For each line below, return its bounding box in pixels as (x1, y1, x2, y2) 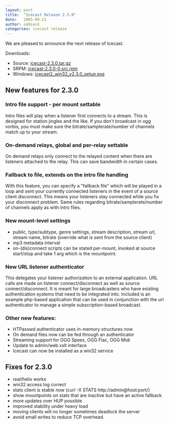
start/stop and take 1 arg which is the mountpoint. (12, 250, 117, 256)
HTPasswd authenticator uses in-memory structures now (12, 326, 133, 332)
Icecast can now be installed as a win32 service (12, 348, 114, 354)
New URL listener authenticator (5, 263, 84, 270)
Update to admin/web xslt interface (12, 342, 87, 349)
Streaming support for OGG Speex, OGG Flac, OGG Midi (12, 337, 130, 343)
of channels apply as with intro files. (5, 204, 81, 210)
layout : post (5, 7, 33, 13)
